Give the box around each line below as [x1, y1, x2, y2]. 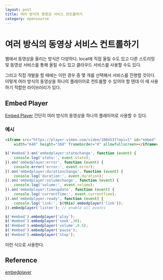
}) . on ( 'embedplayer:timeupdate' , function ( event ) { [5, 187, 115, 192]
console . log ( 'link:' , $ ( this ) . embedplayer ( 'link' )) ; [14, 201, 123, 206]
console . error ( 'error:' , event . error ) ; [14, 164, 95, 169]
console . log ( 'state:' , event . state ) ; [14, 155, 91, 160]
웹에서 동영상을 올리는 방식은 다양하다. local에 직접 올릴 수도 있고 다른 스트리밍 [5, 56, 155, 62]
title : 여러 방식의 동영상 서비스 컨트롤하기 [5, 12, 83, 17]
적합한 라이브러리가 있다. [14, 85, 61, 90]
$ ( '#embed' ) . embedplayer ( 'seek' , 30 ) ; [5, 218, 82, 224]
